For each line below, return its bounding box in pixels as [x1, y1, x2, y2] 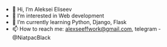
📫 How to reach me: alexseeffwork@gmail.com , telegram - [12, 25, 161, 33]
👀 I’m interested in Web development [12, 12, 104, 19]
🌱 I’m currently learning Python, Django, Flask [12, 19, 127, 25]
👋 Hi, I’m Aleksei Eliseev [12, 6, 72, 13]
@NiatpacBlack [12, 34, 51, 41]
